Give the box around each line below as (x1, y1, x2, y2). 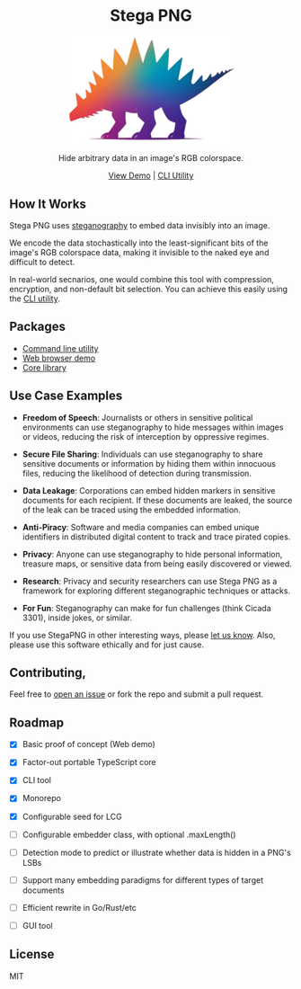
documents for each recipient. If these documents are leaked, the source (22, 494, 293, 505)
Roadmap (9, 715, 65, 730)
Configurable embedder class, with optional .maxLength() (22, 829, 236, 840)
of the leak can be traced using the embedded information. (22, 504, 241, 515)
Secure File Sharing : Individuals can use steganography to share (22, 449, 263, 459)
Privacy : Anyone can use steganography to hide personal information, (22, 548, 283, 559)
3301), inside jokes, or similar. (22, 612, 133, 623)
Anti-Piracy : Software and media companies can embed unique (22, 521, 260, 532)
